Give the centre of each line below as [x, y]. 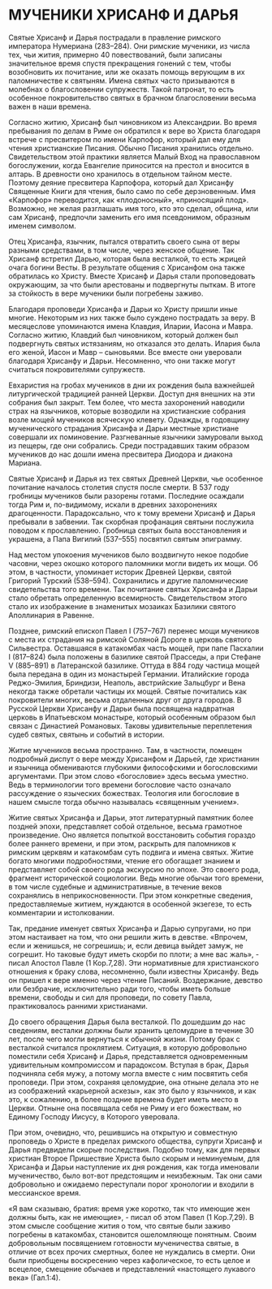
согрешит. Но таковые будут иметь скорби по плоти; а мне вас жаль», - [134, 954]
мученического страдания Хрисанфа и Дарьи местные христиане [124, 428]
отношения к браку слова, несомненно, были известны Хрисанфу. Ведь [134, 971]
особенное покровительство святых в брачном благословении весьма [132, 97]
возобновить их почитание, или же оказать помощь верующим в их [127, 71]
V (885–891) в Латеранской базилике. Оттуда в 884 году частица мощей [134, 665]
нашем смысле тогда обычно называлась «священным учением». [124, 802]
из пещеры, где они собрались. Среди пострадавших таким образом [129, 445]
